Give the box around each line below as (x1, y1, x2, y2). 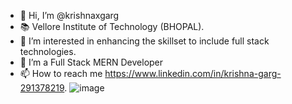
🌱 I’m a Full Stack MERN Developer (19, 56, 164, 68)
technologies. (19, 46, 77, 57)
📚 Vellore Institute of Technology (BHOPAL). (19, 21, 205, 32)
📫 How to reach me (19, 68, 103, 79)
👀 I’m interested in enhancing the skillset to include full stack (19, 35, 270, 47)
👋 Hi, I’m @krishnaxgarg (19, 10, 120, 21)
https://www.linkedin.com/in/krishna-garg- (104, 68, 282, 79)
